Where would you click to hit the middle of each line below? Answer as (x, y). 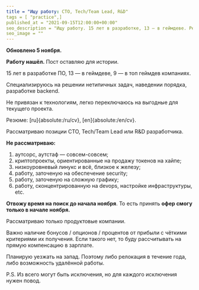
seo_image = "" (25, 34)
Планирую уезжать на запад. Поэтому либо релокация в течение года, (96, 257)
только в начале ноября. (38, 210)
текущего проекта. (30, 109)
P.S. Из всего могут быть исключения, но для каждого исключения (92, 275)
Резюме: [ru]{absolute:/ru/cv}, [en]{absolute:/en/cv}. (71, 120)
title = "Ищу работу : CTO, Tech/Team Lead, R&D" (67, 12)
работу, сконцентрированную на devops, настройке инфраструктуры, (103, 186)
